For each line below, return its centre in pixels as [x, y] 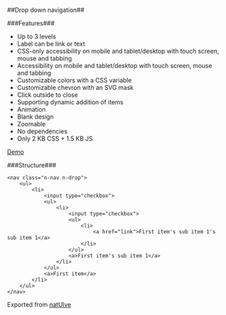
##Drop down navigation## [46, 10]
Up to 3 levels [36, 36]
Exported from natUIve [39, 304]
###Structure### [32, 165]
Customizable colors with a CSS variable [74, 80]
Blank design [35, 117]
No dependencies [42, 131]
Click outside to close [48, 95]
